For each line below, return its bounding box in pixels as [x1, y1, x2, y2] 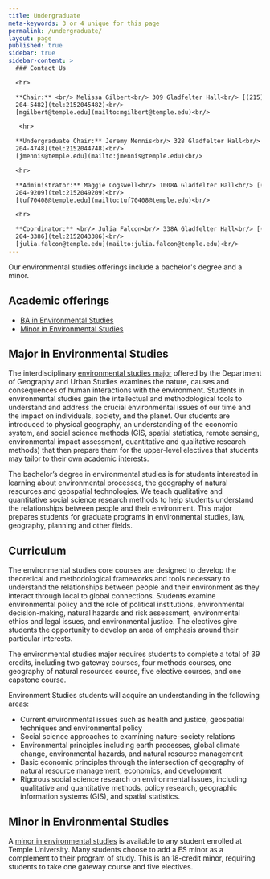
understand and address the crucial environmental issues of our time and [8, 403, 251, 413]
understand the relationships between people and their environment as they [8, 582, 260, 592]
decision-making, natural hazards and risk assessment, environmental [8, 608, 241, 618]
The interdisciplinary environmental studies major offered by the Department [8, 368, 262, 378]
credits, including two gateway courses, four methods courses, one [8, 658, 231, 667]
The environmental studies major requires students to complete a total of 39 [8, 649, 260, 659]
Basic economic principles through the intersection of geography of [19, 758, 245, 767]
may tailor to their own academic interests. [8, 454, 149, 463]
